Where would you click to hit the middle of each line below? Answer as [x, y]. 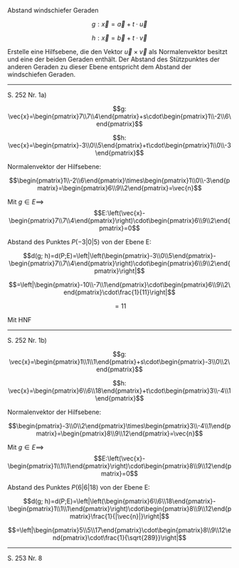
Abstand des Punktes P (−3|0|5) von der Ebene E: [79, 242]
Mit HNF [20, 320]
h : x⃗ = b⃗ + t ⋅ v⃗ [119, 38]
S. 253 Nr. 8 [25, 558]
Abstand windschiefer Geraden [53, 10]
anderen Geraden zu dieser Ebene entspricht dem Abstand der [100, 67]
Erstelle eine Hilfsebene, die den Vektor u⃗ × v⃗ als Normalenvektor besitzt [117, 52]
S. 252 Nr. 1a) [27, 95]
